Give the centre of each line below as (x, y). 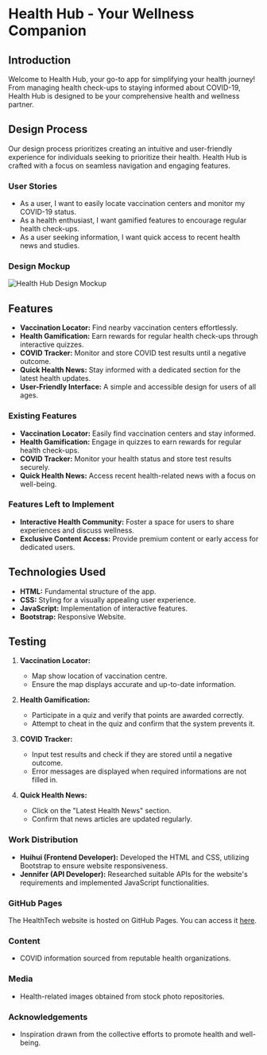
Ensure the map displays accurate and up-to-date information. (133, 685)
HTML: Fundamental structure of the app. (88, 591)
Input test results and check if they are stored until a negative (132, 754)
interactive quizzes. (52, 345)
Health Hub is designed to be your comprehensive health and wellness (124, 96)
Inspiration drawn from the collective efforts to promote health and (129, 1034)
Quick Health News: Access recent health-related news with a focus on (137, 475)
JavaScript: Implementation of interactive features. (104, 608)
